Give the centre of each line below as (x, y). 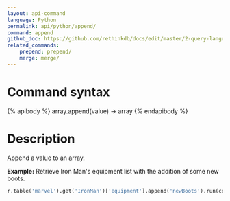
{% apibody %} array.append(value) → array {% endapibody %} (98, 111)
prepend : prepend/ (46, 52)
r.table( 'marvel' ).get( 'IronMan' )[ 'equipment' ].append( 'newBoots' (104, 191)
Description (41, 139)
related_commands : (33, 45)
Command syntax (59, 92)
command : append (30, 33)
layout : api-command (37, 13)
